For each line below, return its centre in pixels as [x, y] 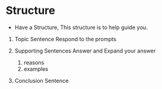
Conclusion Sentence [42, 81]
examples [36, 69]
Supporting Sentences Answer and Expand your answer [85, 51]
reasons [34, 62]
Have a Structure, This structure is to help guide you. [81, 27]
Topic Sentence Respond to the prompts [65, 39]
